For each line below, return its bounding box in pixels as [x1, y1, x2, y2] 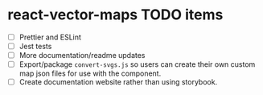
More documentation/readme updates [18, 51, 146, 60]
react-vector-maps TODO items [7, 6, 224, 24]
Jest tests [18, 42, 52, 51]
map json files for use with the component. [18, 68, 162, 78]
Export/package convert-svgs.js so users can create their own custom [18, 60, 256, 69]
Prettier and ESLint [18, 32, 82, 42]
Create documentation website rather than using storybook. [18, 77, 218, 87]
